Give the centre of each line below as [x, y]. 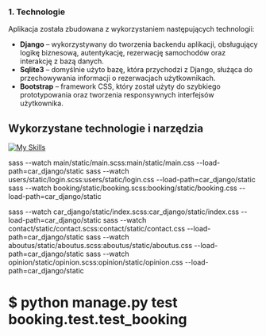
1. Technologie [37, 12]
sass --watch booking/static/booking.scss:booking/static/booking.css [123, 188]
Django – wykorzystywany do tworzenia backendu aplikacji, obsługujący [139, 44]
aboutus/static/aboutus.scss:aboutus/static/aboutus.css [100, 246]
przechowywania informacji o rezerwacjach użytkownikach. [118, 78]
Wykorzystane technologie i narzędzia [106, 128]
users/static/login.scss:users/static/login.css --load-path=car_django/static [132, 180]
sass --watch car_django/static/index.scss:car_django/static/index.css [124, 212]
